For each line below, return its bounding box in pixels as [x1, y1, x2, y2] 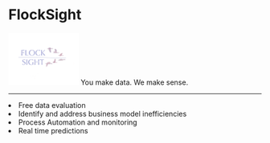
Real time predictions [18, 125, 88, 135]
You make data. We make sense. [80, 77, 189, 87]
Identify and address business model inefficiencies [18, 109, 187, 118]
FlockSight [8, 6, 82, 24]
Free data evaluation [18, 100, 86, 109]
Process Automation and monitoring [18, 117, 138, 127]
